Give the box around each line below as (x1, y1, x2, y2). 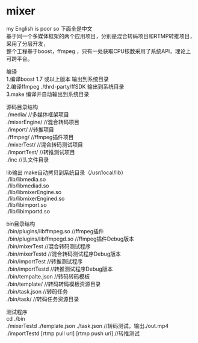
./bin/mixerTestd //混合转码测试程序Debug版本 (6, 250, 122, 257)
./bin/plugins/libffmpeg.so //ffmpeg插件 (6, 227, 104, 234)
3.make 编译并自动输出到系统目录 (6, 90, 89, 98)
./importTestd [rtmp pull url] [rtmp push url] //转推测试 (6, 330, 140, 337)
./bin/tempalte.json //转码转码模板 (6, 272, 90, 280)
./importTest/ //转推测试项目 (6, 148, 75, 156)
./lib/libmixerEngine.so (6, 188, 62, 195)
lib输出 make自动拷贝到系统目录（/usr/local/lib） (6, 169, 127, 176)
